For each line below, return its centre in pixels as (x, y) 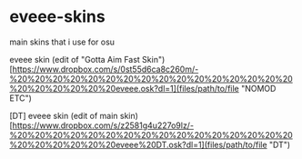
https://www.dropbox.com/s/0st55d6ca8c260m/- (106, 69)
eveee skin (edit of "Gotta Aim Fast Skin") (87, 59)
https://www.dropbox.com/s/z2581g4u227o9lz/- (103, 125)
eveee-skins (58, 17)
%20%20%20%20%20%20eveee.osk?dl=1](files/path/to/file (124, 88)
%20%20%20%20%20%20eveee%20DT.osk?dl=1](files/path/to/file (138, 144)
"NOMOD (258, 88)
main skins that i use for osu (62, 42)
